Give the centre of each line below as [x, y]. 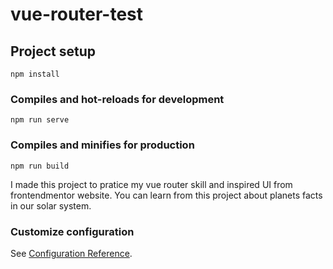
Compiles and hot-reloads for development [117, 99]
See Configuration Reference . [71, 253]
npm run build [40, 166]
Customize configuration [72, 231]
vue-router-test [77, 14]
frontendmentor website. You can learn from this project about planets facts [166, 195]
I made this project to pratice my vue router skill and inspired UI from [151, 184]
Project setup [53, 51]
